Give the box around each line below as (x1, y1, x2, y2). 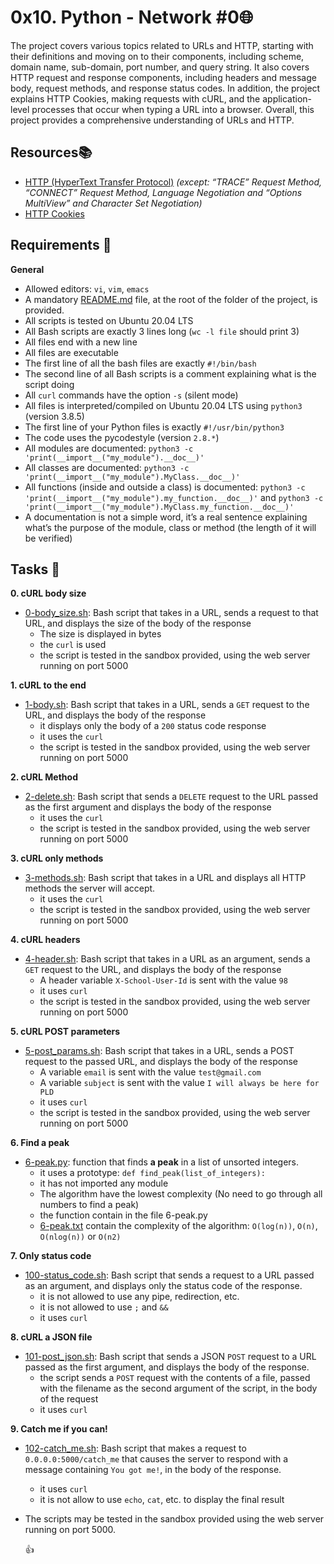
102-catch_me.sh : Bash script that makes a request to (24, 1442, 247, 1455)
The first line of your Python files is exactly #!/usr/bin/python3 (24, 421, 285, 433)
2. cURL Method (10, 771, 78, 783)
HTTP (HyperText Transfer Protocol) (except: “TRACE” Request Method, (24, 176, 323, 188)
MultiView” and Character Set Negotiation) (24, 197, 203, 209)
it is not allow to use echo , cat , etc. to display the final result (39, 1494, 285, 1506)
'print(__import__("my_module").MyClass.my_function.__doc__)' (24, 502, 295, 512)
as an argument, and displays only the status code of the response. (24, 1280, 303, 1292)
